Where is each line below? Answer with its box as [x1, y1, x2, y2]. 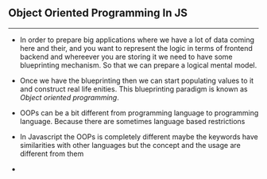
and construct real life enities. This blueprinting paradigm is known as [19, 84, 248, 94]
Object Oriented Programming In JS [8, 6, 188, 20]
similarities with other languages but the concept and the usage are [19, 140, 241, 150]
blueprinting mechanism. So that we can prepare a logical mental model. [19, 60, 257, 70]
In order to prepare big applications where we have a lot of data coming [19, 35, 254, 45]
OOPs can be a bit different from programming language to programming [19, 107, 259, 118]
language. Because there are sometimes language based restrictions [19, 116, 246, 126]
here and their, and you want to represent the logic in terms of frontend [19, 43, 253, 53]
